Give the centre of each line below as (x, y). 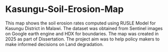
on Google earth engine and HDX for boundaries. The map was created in (82, 33)
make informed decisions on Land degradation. (54, 44)
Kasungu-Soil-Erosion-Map (65, 9)
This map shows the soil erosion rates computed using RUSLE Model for (80, 23)
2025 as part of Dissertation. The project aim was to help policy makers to (82, 39)
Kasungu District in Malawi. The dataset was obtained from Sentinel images (84, 28)
